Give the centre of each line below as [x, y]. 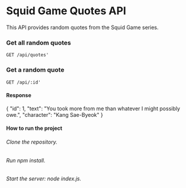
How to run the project [34, 128]
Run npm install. [26, 160]
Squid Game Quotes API [66, 11]
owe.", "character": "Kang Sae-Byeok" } [55, 114]
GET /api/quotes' [28, 55]
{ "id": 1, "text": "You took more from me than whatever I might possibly [93, 109]
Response [19, 95]
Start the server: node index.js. [44, 179]
